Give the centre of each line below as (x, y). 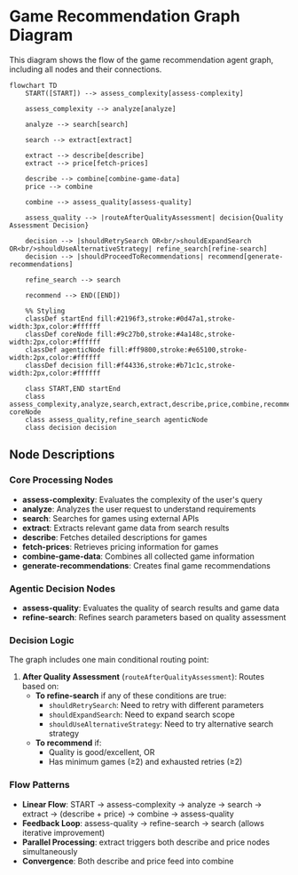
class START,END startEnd (73, 388)
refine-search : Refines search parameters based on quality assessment (154, 617)
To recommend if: (68, 743)
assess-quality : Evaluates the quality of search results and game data (150, 608)
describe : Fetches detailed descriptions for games (114, 537)
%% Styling (45, 311)
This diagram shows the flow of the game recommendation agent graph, (141, 60)
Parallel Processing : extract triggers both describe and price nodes (146, 842)
